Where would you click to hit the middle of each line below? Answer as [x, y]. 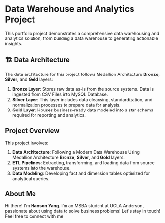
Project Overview [32, 131]
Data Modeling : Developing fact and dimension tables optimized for [81, 173]
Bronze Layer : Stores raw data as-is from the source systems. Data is [83, 89]
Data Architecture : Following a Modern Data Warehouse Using [76, 152]
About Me [20, 194]
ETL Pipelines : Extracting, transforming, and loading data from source [83, 163]
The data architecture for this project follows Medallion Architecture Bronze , [82, 74]
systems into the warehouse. [42, 168]
